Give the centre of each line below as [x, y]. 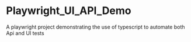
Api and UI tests [25, 33]
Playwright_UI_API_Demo [69, 11]
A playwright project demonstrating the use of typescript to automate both [95, 27]
